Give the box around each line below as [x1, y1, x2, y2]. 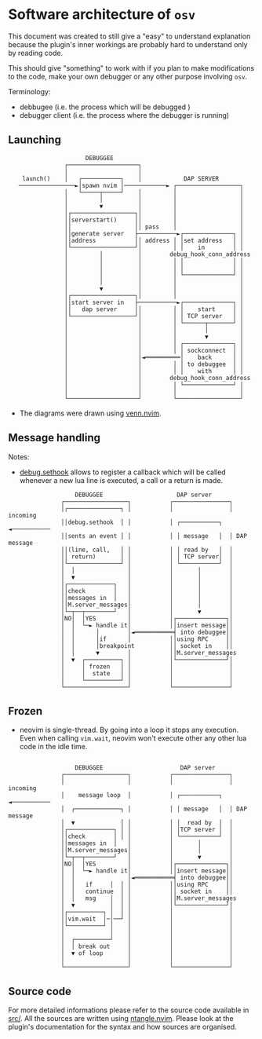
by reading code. [8, 48, 64, 57]
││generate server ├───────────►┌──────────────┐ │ [64, 229, 244, 237]
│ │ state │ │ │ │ [60, 669, 234, 677]
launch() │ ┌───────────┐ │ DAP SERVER [22, 174, 220, 182]
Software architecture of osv [8, 5, 196, 24]
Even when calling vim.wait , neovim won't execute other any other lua [19, 734, 247, 743]
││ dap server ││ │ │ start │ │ [64, 305, 244, 313]
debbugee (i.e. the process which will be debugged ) [19, 102, 191, 112]
